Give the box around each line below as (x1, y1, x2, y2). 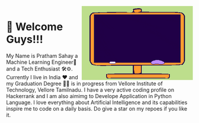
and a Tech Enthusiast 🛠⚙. (6, 65, 73, 72)
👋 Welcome (6, 20, 63, 34)
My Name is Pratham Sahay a (6, 52, 78, 59)
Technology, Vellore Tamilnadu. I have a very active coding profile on (6, 86, 175, 93)
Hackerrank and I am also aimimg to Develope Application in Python (6, 92, 172, 99)
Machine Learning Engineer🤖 (6, 59, 77, 66)
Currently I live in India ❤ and (6, 73, 78, 80)
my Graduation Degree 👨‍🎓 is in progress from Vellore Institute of (6, 80, 163, 87)
